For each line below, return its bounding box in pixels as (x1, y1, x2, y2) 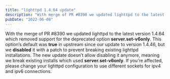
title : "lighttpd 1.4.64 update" (5, 7, 76, 13)
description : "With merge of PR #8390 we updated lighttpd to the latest (5, 12, 165, 17)
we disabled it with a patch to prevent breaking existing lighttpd (5, 47, 139, 53)
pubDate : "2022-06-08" (5, 17, 53, 22)
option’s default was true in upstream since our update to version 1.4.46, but (5, 42, 165, 48)
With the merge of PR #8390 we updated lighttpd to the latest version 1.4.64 (5, 31, 165, 37)
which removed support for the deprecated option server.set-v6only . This (5, 36, 161, 42)
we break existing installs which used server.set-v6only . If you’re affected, (5, 58, 163, 64)
